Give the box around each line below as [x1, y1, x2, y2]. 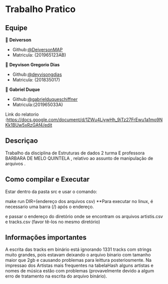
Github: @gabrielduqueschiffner [12, 97, 78, 102]
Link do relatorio [5, 112, 39, 117]
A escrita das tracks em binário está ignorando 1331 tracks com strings [5, 246, 152, 252]
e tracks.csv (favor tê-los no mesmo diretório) [5, 219, 100, 225]
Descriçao [5, 137, 38, 145]
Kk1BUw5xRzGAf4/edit [5, 122, 53, 128]
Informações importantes [5, 233, 87, 242]
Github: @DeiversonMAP [12, 47, 63, 52]
